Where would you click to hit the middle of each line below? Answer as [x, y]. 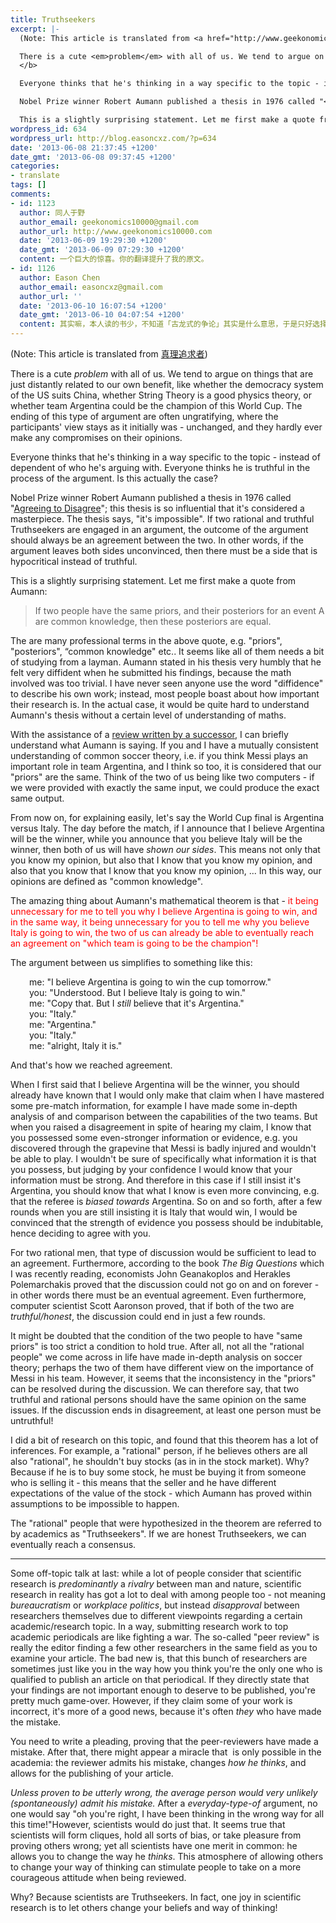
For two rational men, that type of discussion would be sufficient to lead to [163, 1252]
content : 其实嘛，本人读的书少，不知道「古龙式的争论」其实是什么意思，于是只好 [166, 324]
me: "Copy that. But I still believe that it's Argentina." [137, 1003]
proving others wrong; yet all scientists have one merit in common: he [154, 1845]
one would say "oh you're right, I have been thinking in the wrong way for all [167, 1814]
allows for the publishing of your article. [92, 1773]
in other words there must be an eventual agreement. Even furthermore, [158, 1295]
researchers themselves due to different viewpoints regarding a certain [156, 1615]
